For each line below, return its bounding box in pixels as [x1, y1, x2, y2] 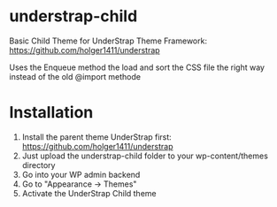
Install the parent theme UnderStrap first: [21, 131, 173, 142]
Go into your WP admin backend [21, 169, 141, 180]
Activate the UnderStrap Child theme [21, 188, 157, 198]
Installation [9, 103, 94, 123]
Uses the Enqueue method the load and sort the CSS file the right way [9, 62, 265, 73]
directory [21, 159, 56, 170]
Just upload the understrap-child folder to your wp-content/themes [21, 150, 268, 161]
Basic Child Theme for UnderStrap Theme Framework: [9, 35, 208, 46]
